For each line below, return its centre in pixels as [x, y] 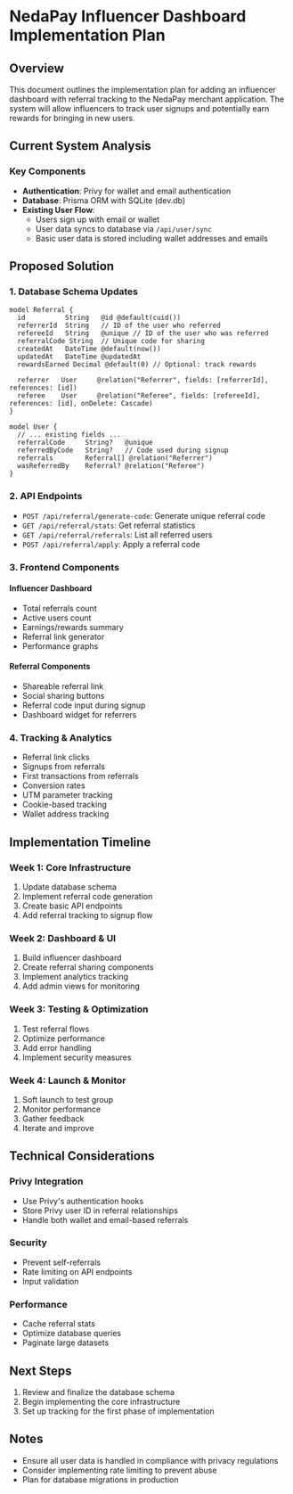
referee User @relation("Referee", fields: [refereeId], [139, 396]
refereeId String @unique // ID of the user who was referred [143, 333]
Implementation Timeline [80, 842]
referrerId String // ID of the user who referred [119, 326]
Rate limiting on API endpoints [77, 1271]
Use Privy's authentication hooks [83, 1201]
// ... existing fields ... [69, 435]
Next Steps [41, 1371]
